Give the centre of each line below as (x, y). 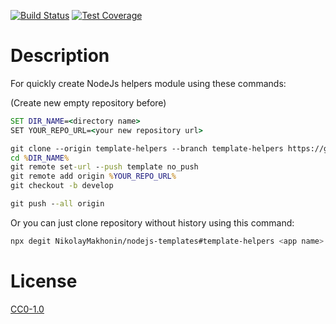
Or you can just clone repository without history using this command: (152, 222)
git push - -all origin (57, 204)
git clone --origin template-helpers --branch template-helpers (147, 148)
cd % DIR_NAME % (40, 158)
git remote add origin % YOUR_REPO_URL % (93, 176)
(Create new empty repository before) (88, 102)
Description (60, 56)
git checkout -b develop (62, 186)
